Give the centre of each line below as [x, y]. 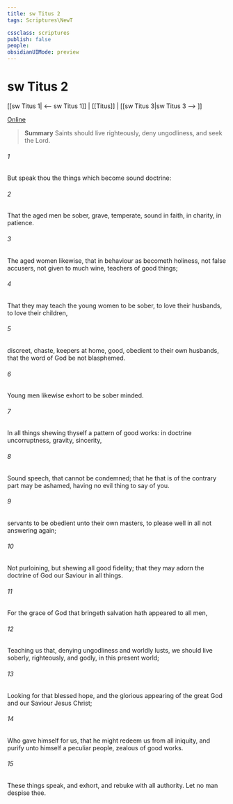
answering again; [32, 530]
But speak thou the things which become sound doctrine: [89, 178]
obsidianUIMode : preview [43, 52]
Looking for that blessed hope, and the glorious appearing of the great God [115, 695]
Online [17, 119]
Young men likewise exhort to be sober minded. [75, 395]
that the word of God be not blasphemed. [66, 358]
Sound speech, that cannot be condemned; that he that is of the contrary [112, 478]
